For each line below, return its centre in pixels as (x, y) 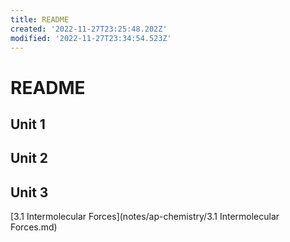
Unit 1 (28, 124)
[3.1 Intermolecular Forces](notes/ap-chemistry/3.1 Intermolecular (145, 217)
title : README (40, 19)
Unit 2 (29, 158)
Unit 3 (29, 192)
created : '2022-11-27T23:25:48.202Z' (89, 29)
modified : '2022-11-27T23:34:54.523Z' (91, 38)
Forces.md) (34, 227)
